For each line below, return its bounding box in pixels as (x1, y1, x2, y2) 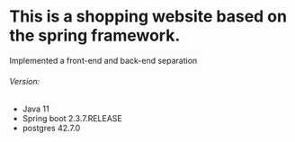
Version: (9, 75, 40, 86)
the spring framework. (9, 25, 181, 46)
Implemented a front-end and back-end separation (9, 55, 198, 66)
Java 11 (22, 103, 49, 114)
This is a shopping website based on (9, 6, 288, 27)
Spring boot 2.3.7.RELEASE (22, 113, 123, 124)
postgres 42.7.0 (22, 123, 81, 134)
